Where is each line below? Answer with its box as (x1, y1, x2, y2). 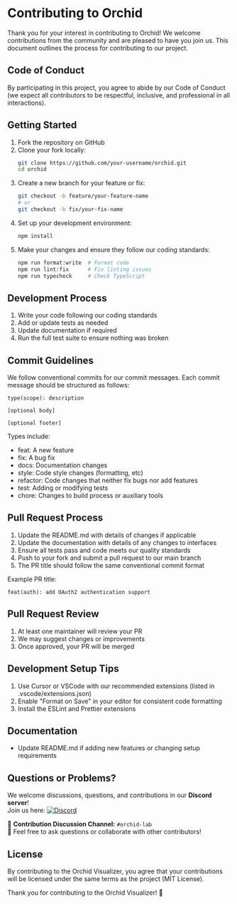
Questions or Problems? (7, 771, 116, 784)
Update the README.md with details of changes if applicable (17, 531, 197, 539)
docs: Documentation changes (17, 461, 108, 469)
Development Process (7, 292, 108, 304)
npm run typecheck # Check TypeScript (17, 272, 145, 279)
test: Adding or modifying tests (17, 484, 109, 492)
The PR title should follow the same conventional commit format (17, 561, 204, 569)
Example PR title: (7, 575, 57, 583)
